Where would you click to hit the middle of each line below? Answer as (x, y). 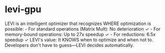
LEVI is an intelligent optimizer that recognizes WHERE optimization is (78, 23)
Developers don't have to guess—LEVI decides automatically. (69, 45)
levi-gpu (23, 9)
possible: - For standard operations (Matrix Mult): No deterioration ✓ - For (83, 29)
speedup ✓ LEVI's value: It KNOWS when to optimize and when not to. (79, 40)
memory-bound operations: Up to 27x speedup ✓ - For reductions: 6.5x (80, 34)
